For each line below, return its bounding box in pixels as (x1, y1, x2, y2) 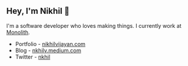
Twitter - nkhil (15, 53, 51, 61)
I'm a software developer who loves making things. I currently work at (6, 22, 182, 29)
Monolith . (6, 28, 31, 36)
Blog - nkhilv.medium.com (15, 47, 81, 54)
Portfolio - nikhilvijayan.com (15, 40, 85, 47)
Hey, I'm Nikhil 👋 (6, 6, 70, 16)
